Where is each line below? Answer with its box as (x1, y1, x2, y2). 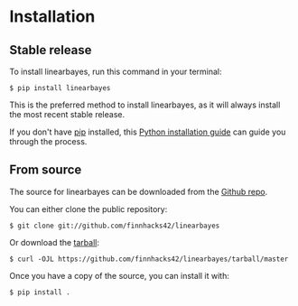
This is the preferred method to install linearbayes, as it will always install (9, 99, 281, 110)
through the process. (9, 136, 88, 146)
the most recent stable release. (9, 109, 125, 119)
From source (9, 162, 82, 178)
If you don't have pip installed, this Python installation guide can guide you (9, 126, 286, 137)
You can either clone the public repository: (9, 203, 168, 214)
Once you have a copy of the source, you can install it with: (9, 270, 230, 281)
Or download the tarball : (9, 236, 100, 247)
